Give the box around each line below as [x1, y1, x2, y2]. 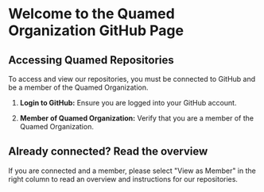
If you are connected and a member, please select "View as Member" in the [8, 166, 256, 175]
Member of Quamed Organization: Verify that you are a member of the [19, 113, 254, 123]
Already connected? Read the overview [8, 144, 208, 159]
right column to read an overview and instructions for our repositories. [8, 174, 239, 183]
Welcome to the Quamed [8, 5, 175, 23]
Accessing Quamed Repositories [8, 53, 174, 67]
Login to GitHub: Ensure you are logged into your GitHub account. [19, 98, 237, 107]
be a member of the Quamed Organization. [8, 83, 149, 92]
